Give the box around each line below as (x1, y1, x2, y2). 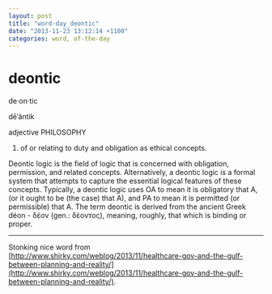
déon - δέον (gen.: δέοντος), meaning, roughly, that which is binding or (8, 211, 247, 220)
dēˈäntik (8, 112, 35, 121)
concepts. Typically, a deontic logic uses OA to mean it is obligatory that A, (8, 185, 258, 194)
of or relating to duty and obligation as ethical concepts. (19, 143, 208, 153)
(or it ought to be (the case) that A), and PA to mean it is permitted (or (8, 194, 240, 203)
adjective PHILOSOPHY (8, 127, 87, 138)
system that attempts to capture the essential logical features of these (8, 176, 242, 186)
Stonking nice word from (8, 242, 91, 252)
